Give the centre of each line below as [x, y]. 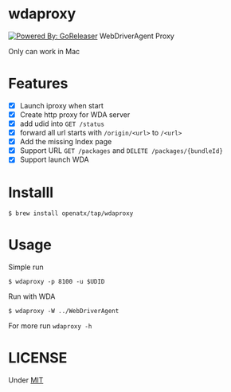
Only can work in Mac [44, 51]
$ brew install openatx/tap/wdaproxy [71, 214]
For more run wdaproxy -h [50, 326]
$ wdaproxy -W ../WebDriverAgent [64, 312]
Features [38, 84]
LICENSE [38, 358]
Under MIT [26, 380]
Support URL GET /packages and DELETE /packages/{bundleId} [121, 151]
